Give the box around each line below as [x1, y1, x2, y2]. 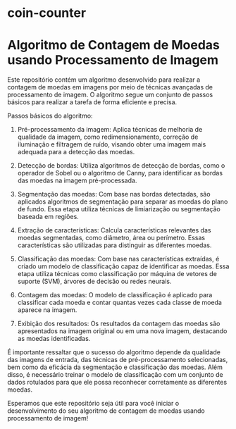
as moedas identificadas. [17, 335, 91, 343]
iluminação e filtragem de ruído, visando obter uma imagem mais [17, 140, 206, 149]
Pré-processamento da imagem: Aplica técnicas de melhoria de [17, 125, 203, 134]
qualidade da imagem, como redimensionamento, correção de [17, 132, 199, 142]
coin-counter [7, 5, 87, 21]
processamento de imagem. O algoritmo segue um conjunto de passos [7, 90, 213, 99]
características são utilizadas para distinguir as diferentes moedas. [17, 241, 212, 249]
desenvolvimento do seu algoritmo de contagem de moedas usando [7, 406, 206, 415]
